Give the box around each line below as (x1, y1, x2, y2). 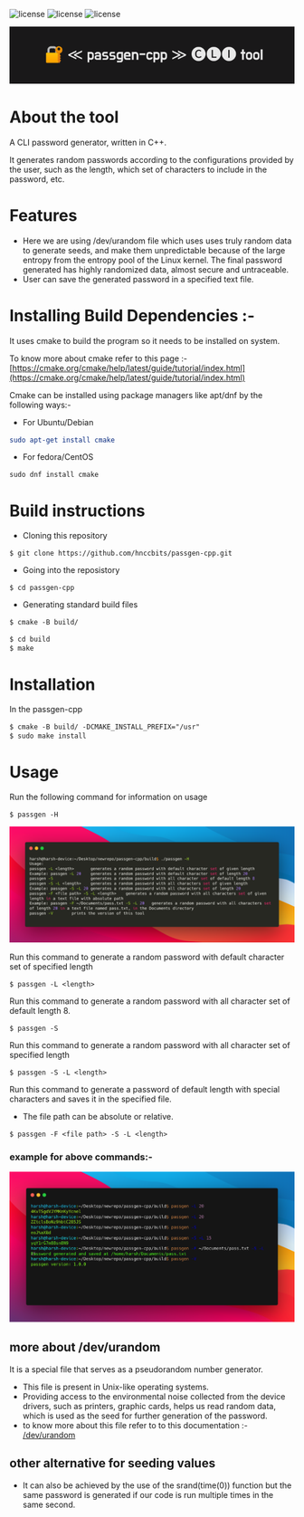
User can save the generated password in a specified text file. (22, 273, 254, 284)
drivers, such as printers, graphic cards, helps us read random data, (22, 1400, 276, 1411)
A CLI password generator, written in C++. (9, 137, 167, 148)
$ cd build (9, 634, 51, 644)
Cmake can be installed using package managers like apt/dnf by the (9, 389, 263, 400)
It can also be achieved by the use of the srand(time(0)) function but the (22, 1480, 292, 1491)
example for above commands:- (9, 1150, 153, 1163)
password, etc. (9, 173, 65, 185)
